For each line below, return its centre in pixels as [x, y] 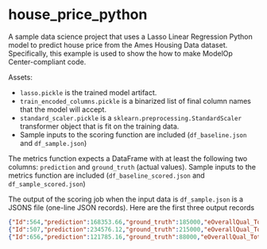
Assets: [21, 77]
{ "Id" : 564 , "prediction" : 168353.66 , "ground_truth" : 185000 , [106, 222]
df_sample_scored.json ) [47, 183]
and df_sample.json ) [53, 143]
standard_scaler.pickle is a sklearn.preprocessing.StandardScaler [131, 117]
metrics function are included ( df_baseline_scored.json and [106, 175]
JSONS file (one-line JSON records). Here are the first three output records [132, 207]
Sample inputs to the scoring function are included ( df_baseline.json [133, 134]
